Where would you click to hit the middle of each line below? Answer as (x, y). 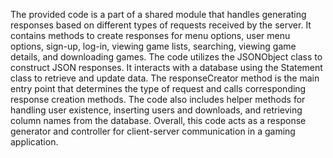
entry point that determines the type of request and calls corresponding (158, 88)
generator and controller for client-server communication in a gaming (153, 131)
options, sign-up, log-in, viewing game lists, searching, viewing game (153, 46)
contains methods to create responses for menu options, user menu (150, 35)
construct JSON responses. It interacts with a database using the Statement (166, 67)
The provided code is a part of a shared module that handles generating (158, 14)
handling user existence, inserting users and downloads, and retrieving (156, 110)
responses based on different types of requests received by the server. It (161, 25)
